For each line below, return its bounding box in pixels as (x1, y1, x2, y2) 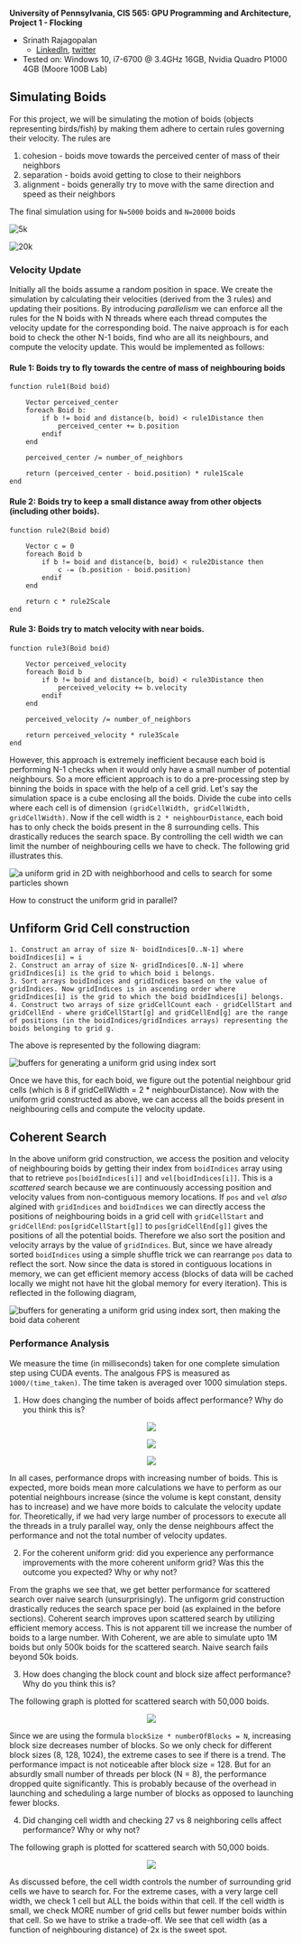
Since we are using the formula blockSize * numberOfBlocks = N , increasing (9, 1730, 291, 1741)
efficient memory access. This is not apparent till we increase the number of (9, 1622, 293, 1633)
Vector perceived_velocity (25, 659, 127, 669)
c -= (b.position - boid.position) (57, 565, 192, 574)
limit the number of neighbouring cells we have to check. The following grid (9, 840, 290, 851)
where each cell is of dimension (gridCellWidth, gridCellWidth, (9, 802, 251, 813)
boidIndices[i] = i (9, 952, 83, 962)
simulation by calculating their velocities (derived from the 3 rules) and (9, 293, 272, 305)
